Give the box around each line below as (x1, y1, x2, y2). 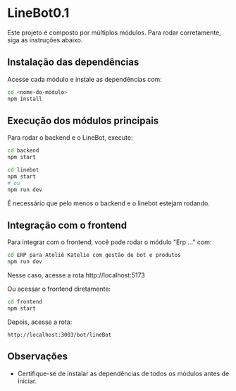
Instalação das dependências (7, 56, 139, 68)
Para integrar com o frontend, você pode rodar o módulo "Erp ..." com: (7, 238, 212, 246)
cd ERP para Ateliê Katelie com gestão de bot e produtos (7, 252, 181, 259)
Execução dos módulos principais (7, 114, 159, 126)
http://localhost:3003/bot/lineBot (7, 331, 112, 338)
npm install (7, 95, 42, 102)
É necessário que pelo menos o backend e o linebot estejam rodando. (7, 199, 210, 207)
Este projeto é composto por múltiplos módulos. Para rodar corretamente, (7, 28, 222, 37)
